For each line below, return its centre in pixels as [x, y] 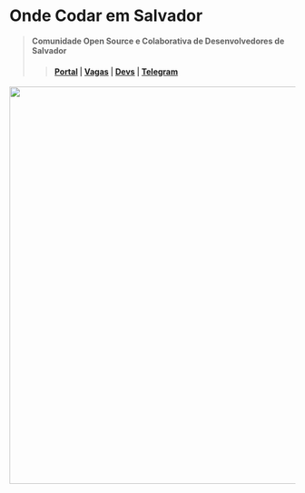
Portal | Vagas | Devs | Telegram [116, 71]
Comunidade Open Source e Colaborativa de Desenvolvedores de [158, 41]
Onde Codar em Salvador [106, 16]
